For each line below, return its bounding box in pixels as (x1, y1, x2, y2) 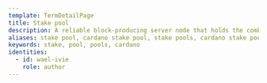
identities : (8, 48, 48, 56)
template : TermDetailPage (8, 11, 94, 20)
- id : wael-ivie (15, 56, 69, 64)
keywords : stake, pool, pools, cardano (8, 41, 141, 49)
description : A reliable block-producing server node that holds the (8, 26, 244, 34)
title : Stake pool (8, 19, 69, 27)
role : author (22, 63, 66, 71)
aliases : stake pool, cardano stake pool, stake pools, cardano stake (8, 33, 247, 42)
